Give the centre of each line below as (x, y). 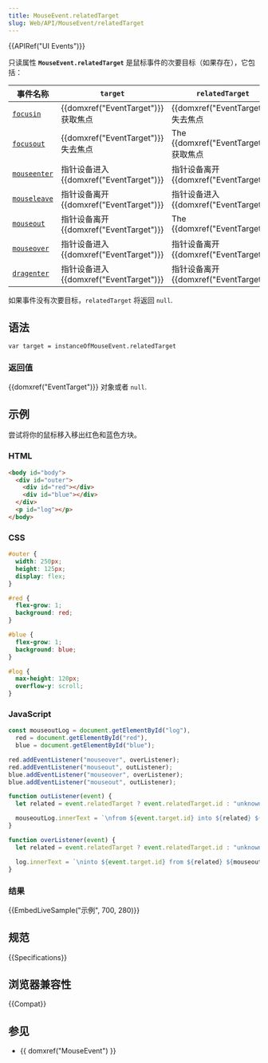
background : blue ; (46, 650)
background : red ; (44, 613)
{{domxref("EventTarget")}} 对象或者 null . (78, 387)
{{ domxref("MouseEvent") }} (68, 1051)
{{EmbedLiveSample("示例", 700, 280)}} (74, 910)
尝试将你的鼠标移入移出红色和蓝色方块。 (75, 435)
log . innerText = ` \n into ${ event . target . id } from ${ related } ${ (124, 862)
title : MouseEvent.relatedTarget (64, 16)
